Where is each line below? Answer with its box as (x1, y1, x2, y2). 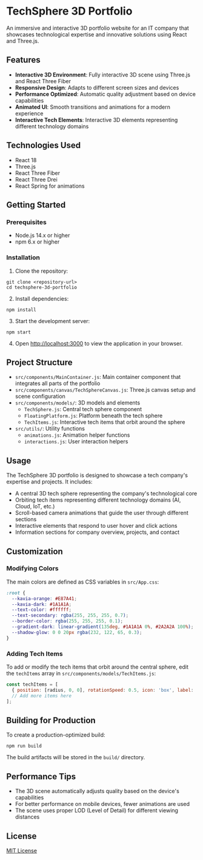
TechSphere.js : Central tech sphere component (24, 406, 142, 413)
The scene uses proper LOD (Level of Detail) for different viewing (15, 807, 179, 814)
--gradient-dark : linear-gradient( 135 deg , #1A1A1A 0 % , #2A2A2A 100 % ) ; (12, 624, 194, 630)
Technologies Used (6, 140, 81, 151)
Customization (6, 546, 64, 556)
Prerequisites (6, 217, 47, 226)
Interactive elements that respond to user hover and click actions (15, 522, 178, 530)
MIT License (6, 847, 38, 854)
